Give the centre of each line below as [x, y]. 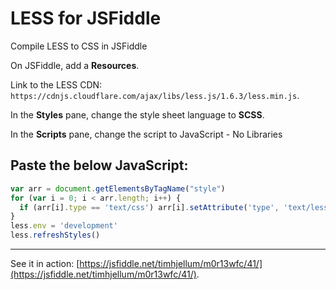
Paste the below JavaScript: [99, 165]
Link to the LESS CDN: [56, 84]
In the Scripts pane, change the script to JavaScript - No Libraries [146, 134]
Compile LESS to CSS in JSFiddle [79, 46]
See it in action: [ [45, 263]
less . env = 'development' [64, 226]
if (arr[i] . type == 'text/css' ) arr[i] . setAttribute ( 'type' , [149, 207]
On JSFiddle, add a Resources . [75, 65]
